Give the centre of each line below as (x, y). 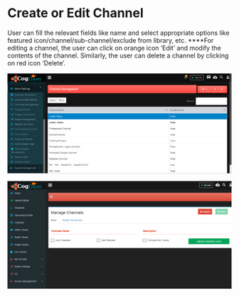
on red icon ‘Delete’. (37, 63)
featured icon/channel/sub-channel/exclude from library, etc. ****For (111, 40)
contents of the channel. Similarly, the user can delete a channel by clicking (118, 55)
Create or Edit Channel (75, 13)
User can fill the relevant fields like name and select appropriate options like (118, 33)
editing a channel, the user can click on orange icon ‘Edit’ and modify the (115, 48)
